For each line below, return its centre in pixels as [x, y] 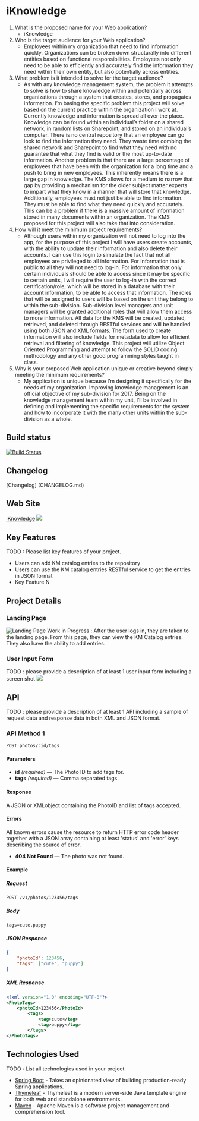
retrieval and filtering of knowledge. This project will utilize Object [104, 343]
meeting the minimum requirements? [60, 374]
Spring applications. [39, 1087]
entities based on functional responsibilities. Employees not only [102, 59]
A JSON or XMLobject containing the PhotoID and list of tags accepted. [94, 805]
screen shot [21, 679]
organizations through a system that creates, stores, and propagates [108, 97]
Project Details [34, 601]
